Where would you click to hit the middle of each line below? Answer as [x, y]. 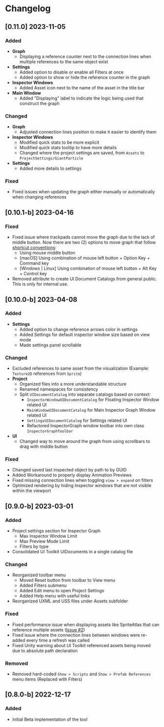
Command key [34, 263]
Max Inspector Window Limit [48, 536]
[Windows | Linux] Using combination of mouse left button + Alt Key [88, 268]
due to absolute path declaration [45, 650]
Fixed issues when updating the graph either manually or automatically [83, 192]
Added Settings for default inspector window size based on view [85, 335]
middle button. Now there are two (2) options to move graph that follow [84, 242]
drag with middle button [44, 446]
